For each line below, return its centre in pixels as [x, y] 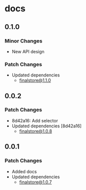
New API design [28, 51]
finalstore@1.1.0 [35, 80]
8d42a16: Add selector [35, 120]
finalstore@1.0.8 [36, 131]
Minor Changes [23, 41]
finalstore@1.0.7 [36, 182]
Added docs [24, 171]
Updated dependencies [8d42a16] [47, 126]
